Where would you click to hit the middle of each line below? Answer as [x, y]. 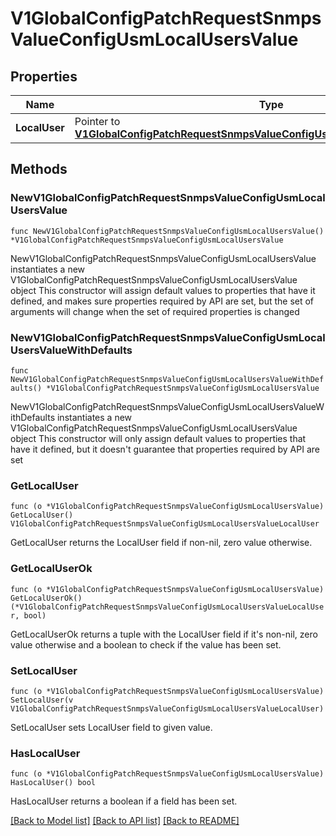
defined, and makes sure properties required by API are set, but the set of [162, 301]
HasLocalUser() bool [53, 783]
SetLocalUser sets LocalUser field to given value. [111, 727]
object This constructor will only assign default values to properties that [158, 438]
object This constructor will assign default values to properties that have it [163, 290]
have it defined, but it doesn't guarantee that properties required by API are [165, 449]
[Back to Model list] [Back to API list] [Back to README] [125, 821]
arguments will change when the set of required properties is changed [155, 311]
